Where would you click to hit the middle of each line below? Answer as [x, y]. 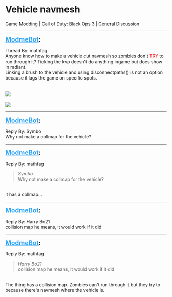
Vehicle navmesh [43, 9]
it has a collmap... [24, 194]
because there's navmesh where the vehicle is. [55, 290]
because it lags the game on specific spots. [51, 77]
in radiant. [16, 67]
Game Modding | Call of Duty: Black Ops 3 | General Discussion [72, 24]
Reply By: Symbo [23, 131]
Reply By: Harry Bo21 [28, 221]
